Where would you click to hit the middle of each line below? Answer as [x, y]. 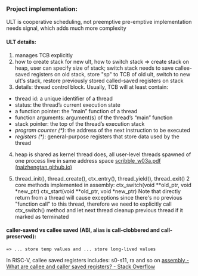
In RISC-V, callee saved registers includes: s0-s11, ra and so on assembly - [98, 260]
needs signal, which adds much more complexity [66, 28]
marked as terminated [42, 216]
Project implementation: [42, 9]
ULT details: [21, 42]
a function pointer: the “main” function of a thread [76, 111]
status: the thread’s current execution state [67, 105]
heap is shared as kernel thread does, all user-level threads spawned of [103, 154]
